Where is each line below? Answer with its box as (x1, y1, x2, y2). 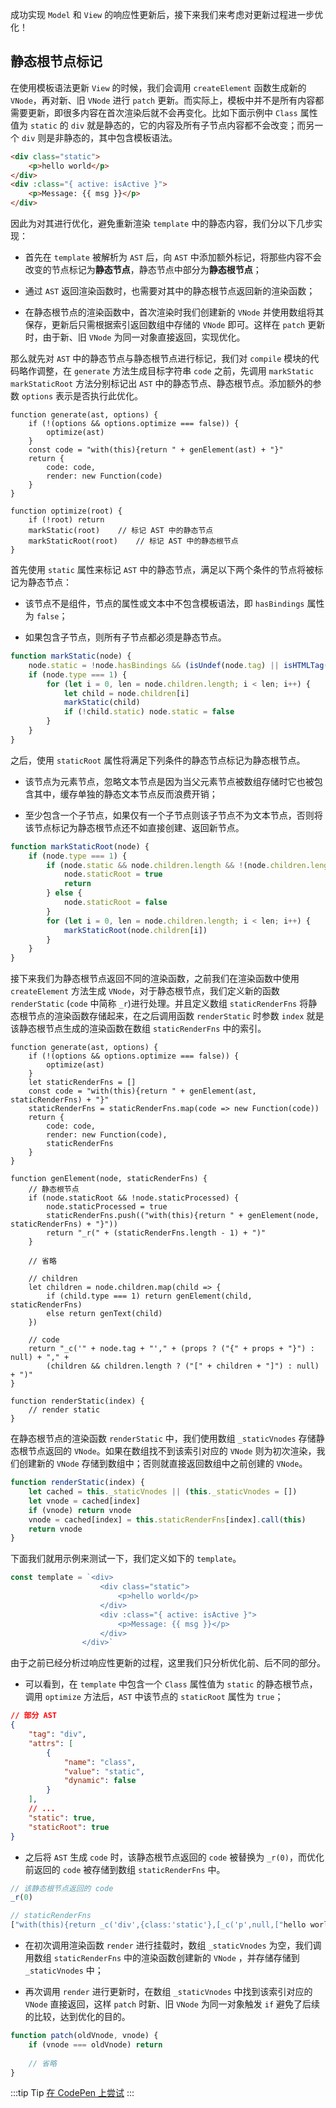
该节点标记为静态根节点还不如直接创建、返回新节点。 (24, 821, 245, 833)
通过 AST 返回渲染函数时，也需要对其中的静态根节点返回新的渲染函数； (24, 285, 316, 297)
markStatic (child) (63, 698, 141, 708)
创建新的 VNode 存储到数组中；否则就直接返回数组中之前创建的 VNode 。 (18, 1458, 308, 1470)
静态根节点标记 (10, 53, 103, 70)
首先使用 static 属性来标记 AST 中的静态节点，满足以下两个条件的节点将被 (10, 564, 315, 576)
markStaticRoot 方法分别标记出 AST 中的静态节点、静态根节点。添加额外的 (10, 378, 313, 390)
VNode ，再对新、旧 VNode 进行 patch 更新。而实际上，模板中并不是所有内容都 (10, 94, 325, 106)
